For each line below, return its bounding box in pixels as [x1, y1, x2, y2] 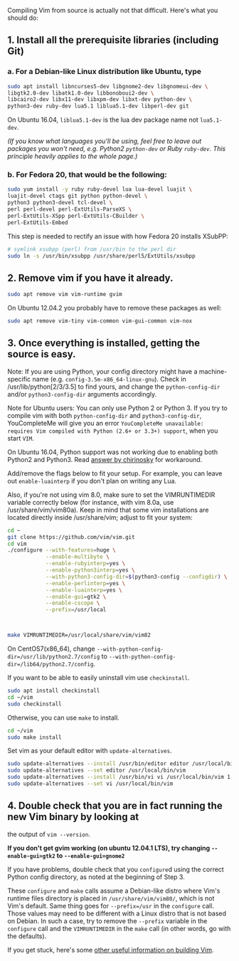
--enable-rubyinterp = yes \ [45, 560, 126, 567]
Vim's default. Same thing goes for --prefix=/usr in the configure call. [7, 901, 215, 910]
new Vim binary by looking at [7, 811, 139, 823]
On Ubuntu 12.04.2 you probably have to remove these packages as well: [7, 304, 222, 313]
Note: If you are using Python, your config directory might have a [7, 367, 198, 376]
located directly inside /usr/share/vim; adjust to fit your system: [7, 513, 193, 522]
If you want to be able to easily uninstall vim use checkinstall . [7, 673, 190, 682]
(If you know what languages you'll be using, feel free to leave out [7, 137, 202, 145]
